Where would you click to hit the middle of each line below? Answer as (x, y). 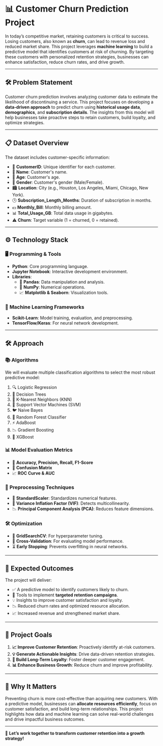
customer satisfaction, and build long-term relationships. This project (74, 708)
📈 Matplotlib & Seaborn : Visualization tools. (64, 293)
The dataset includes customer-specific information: (57, 157)
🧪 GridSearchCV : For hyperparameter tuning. (57, 536)
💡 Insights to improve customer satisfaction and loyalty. (67, 600)
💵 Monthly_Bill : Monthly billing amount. (52, 207)
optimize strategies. (25, 122)
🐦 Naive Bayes (27, 410)
